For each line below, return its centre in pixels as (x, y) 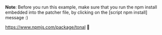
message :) (17, 17)
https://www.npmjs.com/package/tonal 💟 (47, 27)
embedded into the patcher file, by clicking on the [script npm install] (76, 12)
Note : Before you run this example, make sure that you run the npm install (81, 7)
